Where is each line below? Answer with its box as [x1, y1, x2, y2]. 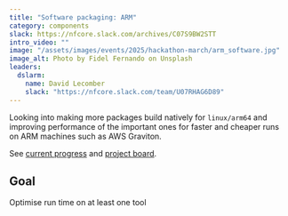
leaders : [9, 63, 42, 72]
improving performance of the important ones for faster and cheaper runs [9, 121, 280, 132]
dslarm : [17, 71, 46, 80]
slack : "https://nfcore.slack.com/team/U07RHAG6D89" [25, 87, 225, 96]
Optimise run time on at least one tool [9, 197, 147, 208]
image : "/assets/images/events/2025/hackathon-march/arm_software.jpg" [9, 46, 280, 55]
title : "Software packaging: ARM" [9, 12, 138, 22]
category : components [9, 21, 90, 30]
